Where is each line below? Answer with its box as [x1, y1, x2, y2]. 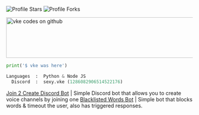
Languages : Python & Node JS [6, 73, 86, 79]
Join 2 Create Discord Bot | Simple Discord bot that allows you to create [6, 89, 182, 97]
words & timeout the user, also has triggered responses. [6, 102, 143, 109]
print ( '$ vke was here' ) [6, 63, 68, 68]
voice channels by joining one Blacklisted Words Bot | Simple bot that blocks [6, 96, 192, 103]
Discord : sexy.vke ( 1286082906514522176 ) [11, 78, 123, 85]
